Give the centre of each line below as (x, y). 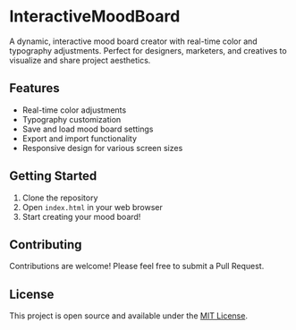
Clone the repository (60, 198)
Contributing (46, 245)
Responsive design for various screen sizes (102, 148)
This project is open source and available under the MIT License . (129, 316)
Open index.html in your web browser (92, 207)
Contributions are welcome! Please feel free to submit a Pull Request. (137, 267)
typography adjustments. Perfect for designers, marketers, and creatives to (148, 50)
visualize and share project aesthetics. (80, 60)
